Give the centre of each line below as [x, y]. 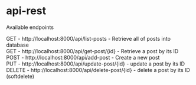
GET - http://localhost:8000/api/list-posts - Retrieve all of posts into [89, 38]
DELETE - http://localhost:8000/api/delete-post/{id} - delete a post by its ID [98, 70]
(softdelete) [20, 76]
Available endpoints [30, 27]
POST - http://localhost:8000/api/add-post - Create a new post [83, 57]
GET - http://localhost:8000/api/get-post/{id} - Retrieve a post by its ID [92, 51]
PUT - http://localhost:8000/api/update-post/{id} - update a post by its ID [95, 64]
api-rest [26, 11]
